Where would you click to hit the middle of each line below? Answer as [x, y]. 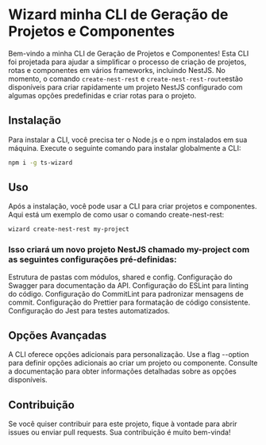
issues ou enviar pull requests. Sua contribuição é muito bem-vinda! [120, 432]
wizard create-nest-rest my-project [69, 229]
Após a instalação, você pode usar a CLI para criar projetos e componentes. [133, 206]
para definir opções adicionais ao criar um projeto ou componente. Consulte [133, 363]
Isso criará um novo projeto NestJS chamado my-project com [129, 250]
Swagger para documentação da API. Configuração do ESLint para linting [128, 285]
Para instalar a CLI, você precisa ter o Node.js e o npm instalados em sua [128, 140]
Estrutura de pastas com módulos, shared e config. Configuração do [120, 277]
